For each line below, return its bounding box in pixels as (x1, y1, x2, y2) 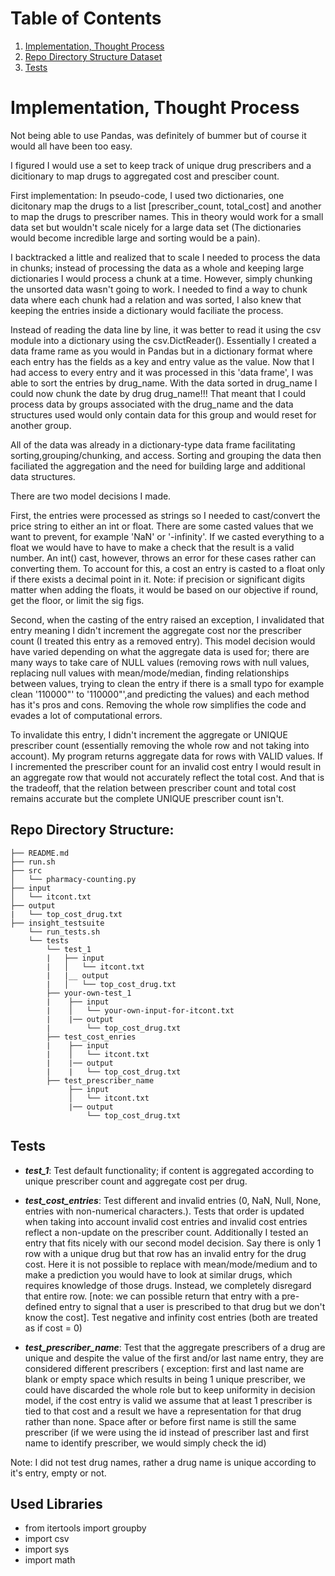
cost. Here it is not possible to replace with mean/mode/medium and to (24, 1258, 318, 1270)
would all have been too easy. (10, 140, 133, 152)
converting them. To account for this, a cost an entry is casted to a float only (10, 562, 326, 574)
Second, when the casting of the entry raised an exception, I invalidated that (10, 613, 325, 626)
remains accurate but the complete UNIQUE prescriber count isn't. (10, 792, 285, 804)
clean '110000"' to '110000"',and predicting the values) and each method (10, 688, 310, 700)
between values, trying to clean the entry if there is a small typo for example (10, 677, 325, 689)
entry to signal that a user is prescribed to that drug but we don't (59, 1300, 326, 1312)
